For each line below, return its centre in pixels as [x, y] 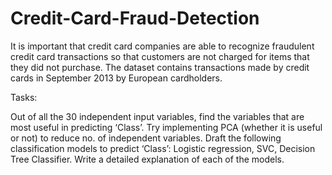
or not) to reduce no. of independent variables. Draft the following [146, 138]
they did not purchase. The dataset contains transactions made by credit [160, 67]
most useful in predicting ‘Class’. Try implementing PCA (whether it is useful [166, 127]
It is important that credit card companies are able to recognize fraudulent [162, 46]
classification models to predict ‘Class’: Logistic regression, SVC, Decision [163, 148]
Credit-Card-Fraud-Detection [135, 18]
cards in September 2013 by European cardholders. [116, 78]
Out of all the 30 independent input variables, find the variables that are [157, 116]
